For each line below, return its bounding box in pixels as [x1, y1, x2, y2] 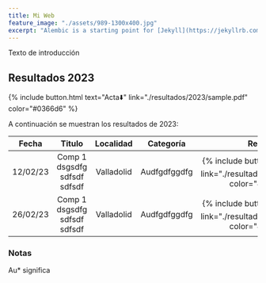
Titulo [60, 138, 84, 149]
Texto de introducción [8, 48, 80, 58]
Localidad [94, 138, 133, 149]
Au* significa [8, 266, 51, 275]
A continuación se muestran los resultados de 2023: [8, 120, 179, 129]
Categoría [147, 138, 186, 149]
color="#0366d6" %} [8, 104, 78, 113]
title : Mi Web [8, 11, 55, 20]
